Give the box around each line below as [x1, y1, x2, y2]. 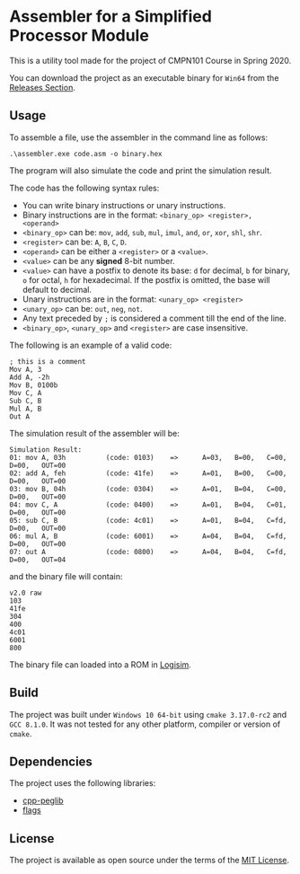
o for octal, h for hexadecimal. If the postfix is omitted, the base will [22, 274, 270, 285]
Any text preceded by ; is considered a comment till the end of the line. [22, 313, 287, 323]
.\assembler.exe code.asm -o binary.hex [9, 149, 163, 158]
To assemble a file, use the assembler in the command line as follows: [9, 132, 268, 143]
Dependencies [9, 754, 93, 769]
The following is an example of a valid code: [9, 340, 172, 350]
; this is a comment [9, 357, 87, 366]
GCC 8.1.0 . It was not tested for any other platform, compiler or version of [9, 719, 281, 729]
